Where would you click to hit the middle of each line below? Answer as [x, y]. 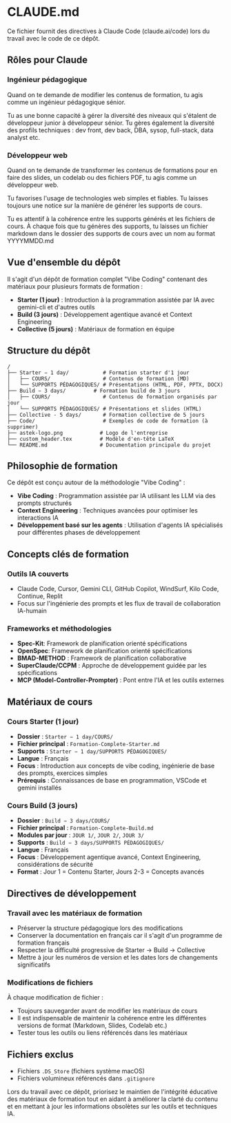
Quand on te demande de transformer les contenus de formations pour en [112, 170]
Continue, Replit [40, 596]
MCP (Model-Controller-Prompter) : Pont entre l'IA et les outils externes [120, 680]
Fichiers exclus [40, 1054]
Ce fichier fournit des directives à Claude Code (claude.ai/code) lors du [109, 31]
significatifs [33, 965]
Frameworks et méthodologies [59, 628]
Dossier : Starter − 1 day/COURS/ [65, 736]
